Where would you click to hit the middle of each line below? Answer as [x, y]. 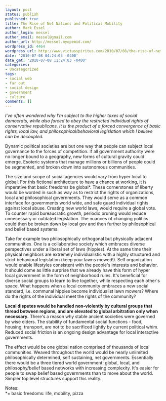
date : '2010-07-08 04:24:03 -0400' [42, 56]
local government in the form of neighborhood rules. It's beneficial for [76, 276]
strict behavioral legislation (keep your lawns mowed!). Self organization [79, 260]
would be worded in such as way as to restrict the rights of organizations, [80, 193]
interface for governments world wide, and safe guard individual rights [77, 203]
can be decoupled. [24, 137]
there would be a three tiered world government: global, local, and [72, 363]
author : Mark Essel [25, 28]
